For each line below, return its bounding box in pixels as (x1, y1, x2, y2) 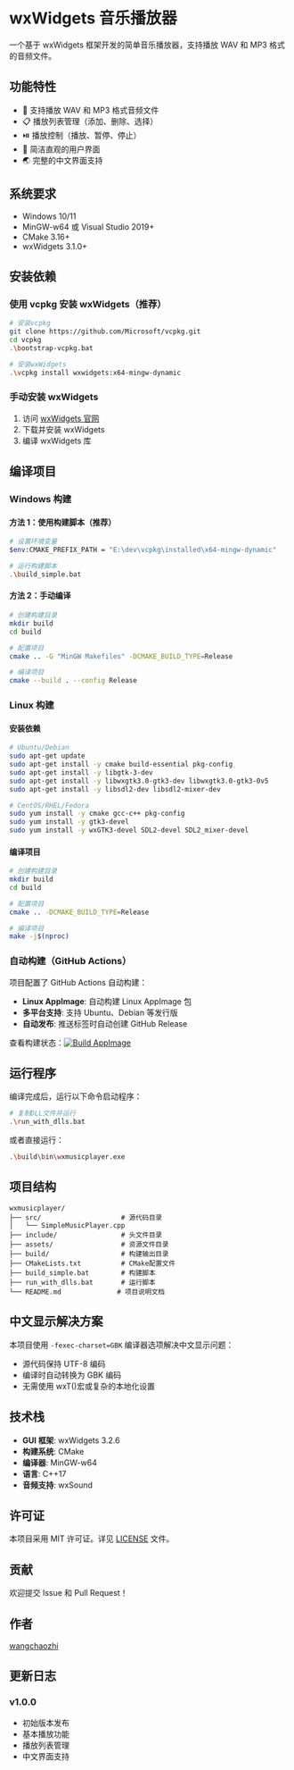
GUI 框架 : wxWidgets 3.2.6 (21, 1435, 120, 1446)
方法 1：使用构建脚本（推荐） (9, 516, 117, 527)
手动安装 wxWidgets (9, 390, 99, 403)
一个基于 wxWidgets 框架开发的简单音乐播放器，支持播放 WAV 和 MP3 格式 (9, 39, 285, 50)
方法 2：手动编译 (9, 591, 71, 601)
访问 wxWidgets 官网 (21, 413, 100, 424)
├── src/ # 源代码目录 (9, 1212, 163, 1222)
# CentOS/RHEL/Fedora (9, 801, 90, 810)
